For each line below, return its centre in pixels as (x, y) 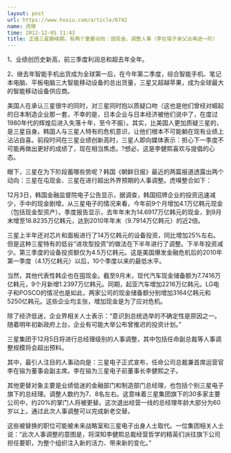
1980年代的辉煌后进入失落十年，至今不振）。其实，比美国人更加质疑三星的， (115, 123)
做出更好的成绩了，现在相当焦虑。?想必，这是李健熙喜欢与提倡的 (117, 149)
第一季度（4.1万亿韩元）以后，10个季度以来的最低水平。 (86, 261)
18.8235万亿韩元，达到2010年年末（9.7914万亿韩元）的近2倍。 (114, 221)
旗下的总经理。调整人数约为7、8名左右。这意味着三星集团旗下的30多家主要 (114, 394)
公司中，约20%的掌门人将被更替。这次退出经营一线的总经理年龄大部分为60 (114, 403)
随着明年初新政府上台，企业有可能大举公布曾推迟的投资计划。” (95, 325)
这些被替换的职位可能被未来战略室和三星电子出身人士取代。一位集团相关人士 (115, 426)
